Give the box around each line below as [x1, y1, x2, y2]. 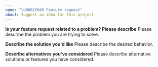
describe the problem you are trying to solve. [5, 31, 100, 37]
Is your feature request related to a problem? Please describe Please [5, 26, 152, 32]
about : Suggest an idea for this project [5, 12, 94, 17]
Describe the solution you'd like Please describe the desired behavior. [5, 41, 153, 47]
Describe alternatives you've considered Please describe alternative [5, 51, 151, 57]
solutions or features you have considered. [5, 56, 95, 62]
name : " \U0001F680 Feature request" [5, 7, 83, 13]
